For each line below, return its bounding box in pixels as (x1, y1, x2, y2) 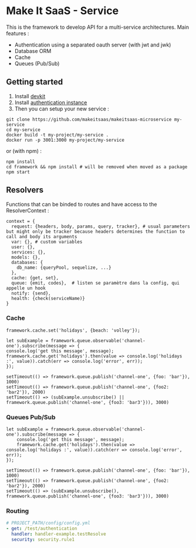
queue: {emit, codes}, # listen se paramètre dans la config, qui (11, 280, 180, 286)
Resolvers (6, 185, 44, 195)
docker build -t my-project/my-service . (6, 132, 109, 138)
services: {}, (11, 249, 46, 255)
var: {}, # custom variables (11, 239, 83, 245)
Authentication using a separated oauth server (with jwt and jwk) (14, 41, 171, 48)
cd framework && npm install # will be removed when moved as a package (6, 163, 188, 170)
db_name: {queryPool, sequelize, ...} (16, 265, 111, 270)
